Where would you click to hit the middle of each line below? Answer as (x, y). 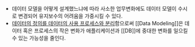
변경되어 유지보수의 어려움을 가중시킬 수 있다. (70, 16)
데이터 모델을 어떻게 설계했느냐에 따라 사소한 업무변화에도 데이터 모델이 (94, 9)
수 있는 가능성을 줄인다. (39, 38)
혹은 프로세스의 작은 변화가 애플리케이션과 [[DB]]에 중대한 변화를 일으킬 (106, 31)
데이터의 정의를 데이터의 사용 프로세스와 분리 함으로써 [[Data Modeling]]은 (97, 23)
